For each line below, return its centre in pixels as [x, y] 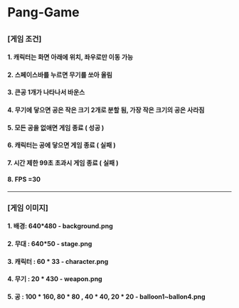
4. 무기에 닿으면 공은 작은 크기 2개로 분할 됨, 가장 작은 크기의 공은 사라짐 [106, 110]
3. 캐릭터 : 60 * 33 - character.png [58, 261]
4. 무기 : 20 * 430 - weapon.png [55, 279]
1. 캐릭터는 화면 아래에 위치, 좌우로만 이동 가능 [70, 57]
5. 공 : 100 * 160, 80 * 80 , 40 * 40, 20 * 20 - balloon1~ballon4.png [106, 297]
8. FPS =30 [24, 179]
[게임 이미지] [28, 208]
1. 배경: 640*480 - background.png [60, 226]
